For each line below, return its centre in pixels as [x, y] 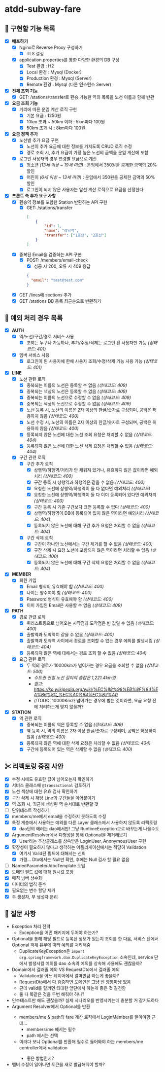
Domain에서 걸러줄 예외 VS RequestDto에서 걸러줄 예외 [66, 969]
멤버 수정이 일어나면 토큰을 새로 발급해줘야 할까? [58, 1065]
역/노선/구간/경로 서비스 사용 [47, 336]
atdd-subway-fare [43, 9]
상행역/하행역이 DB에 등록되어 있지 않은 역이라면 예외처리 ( [90, 513]
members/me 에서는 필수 [51, 1030]
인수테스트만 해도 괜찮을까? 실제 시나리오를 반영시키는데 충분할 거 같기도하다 [85, 1001]
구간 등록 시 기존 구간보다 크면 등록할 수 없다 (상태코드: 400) [92, 507]
